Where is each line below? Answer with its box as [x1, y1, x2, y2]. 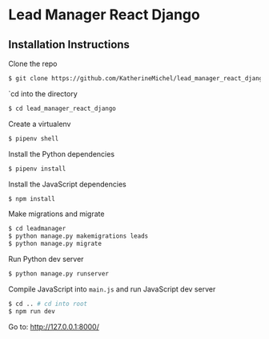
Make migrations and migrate [8, 209, 105, 219]
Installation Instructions [8, 38, 130, 51]
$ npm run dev [8, 307, 56, 315]
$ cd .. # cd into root [8, 300, 88, 308]
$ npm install [8, 194, 56, 202]
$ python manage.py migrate [8, 239, 102, 248]
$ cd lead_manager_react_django [8, 104, 116, 112]
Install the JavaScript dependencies [8, 179, 126, 189]
